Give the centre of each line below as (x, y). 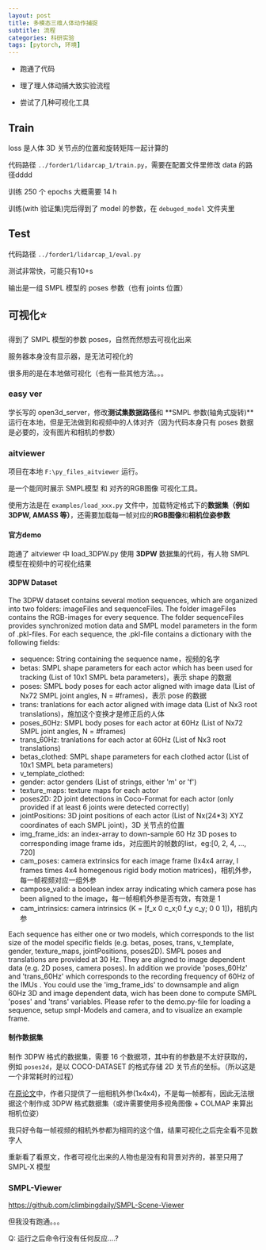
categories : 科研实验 (42, 38)
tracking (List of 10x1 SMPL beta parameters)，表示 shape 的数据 (125, 677)
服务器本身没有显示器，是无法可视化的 (70, 356)
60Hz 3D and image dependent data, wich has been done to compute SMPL (133, 993)
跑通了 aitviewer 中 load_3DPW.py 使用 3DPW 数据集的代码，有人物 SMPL (129, 554)
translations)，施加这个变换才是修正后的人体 (92, 713)
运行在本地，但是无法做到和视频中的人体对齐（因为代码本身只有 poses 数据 (131, 422)
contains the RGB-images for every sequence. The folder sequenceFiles (126, 617)
